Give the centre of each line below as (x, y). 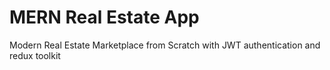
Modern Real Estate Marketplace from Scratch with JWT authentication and (165, 45)
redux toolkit (35, 55)
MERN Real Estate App (104, 17)
